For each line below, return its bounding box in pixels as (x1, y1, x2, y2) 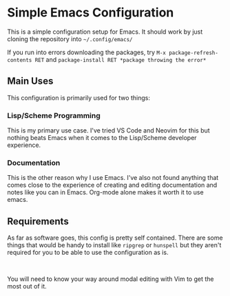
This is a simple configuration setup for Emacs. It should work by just (7, 27, 203, 36)
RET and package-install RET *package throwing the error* (34, 55, 207, 63)
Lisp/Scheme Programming (7, 111, 101, 120)
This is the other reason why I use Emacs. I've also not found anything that (7, 174, 219, 182)
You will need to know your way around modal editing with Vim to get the (7, 275, 214, 283)
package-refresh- (168, 49, 219, 56)
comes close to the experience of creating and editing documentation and (7, 181, 218, 190)
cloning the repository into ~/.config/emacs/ (7, 34, 133, 43)
